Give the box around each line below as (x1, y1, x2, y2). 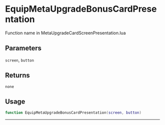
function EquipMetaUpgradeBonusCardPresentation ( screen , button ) (5, 110, 141, 115)
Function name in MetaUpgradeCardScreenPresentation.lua (5, 30, 126, 36)
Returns (5, 71, 30, 80)
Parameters (5, 44, 42, 52)
